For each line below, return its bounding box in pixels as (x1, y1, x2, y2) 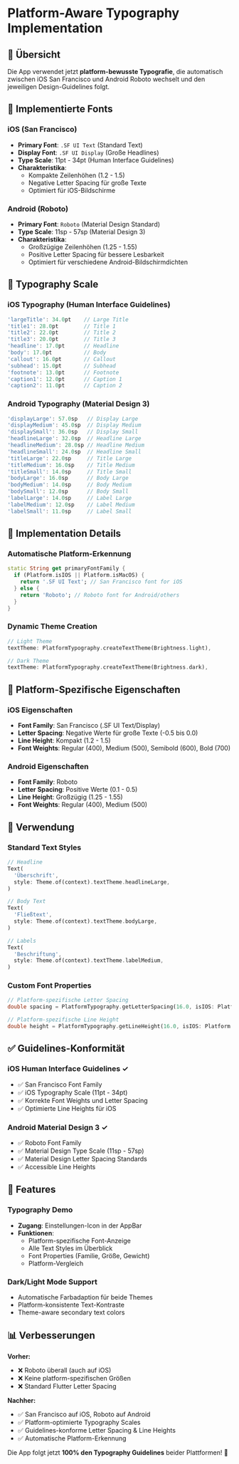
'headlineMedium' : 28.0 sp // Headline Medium (7, 441, 144, 449)
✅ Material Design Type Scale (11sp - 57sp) (17, 1146, 144, 1155)
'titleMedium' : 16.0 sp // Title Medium (7, 461, 135, 469)
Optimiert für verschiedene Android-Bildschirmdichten (28, 258, 188, 266)
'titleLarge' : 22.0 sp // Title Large (7, 454, 132, 462)
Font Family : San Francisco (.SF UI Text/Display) (17, 721, 161, 730)
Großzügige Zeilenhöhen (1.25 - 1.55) (28, 242, 137, 251)
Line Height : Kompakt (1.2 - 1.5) (17, 736, 112, 745)
